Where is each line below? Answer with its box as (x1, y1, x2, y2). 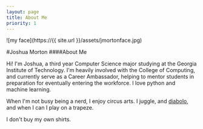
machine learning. (6, 86, 52, 93)
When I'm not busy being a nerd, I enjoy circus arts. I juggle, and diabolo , (6, 98, 189, 105)
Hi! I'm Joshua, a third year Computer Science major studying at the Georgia (6, 60, 197, 67)
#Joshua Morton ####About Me (6, 48, 87, 56)
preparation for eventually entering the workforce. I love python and (6, 79, 176, 87)
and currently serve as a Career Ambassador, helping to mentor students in (6, 73, 195, 81)
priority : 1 (6, 20, 36, 26)
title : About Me (6, 15, 47, 21)
